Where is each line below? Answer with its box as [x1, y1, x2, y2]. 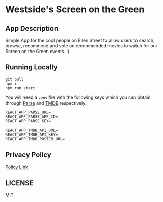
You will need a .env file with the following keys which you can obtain [5, 94, 151, 100]
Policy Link [5, 164, 28, 170]
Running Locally [5, 63, 58, 72]
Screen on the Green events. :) [5, 48, 70, 54]
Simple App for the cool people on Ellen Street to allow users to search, [5, 37, 155, 43]
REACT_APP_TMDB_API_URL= [5, 128, 58, 133]
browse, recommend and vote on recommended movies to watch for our [5, 43, 158, 49]
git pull [5, 77, 24, 82]
